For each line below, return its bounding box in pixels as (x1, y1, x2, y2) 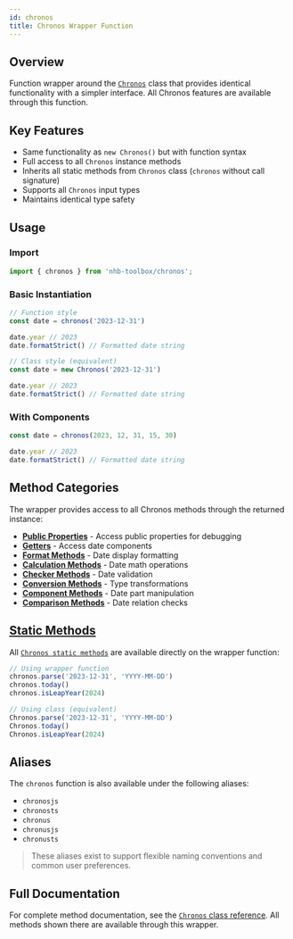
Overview (9, 54, 65, 70)
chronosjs (21, 797, 60, 806)
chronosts (21, 807, 60, 816)
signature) (21, 175, 61, 186)
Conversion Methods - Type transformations (21, 578, 189, 589)
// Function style (9, 308, 77, 317)
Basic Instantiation (9, 287, 92, 300)
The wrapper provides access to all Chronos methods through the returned (9, 503, 285, 514)
